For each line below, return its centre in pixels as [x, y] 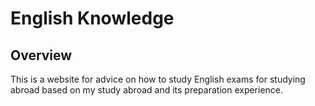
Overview [41, 55]
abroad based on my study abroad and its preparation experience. [147, 90]
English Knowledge [92, 18]
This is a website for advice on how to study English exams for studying [158, 79]
